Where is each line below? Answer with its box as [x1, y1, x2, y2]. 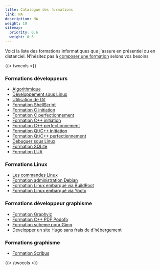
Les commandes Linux [12, 172, 58, 178]
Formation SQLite [12, 143, 47, 150]
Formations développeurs [5, 75, 68, 81]
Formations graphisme [5, 239, 60, 246]
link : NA [5, 12, 23, 17]
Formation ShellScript [12, 102, 56, 108]
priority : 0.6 [9, 30, 38, 35]
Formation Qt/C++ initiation [12, 128, 68, 134]
